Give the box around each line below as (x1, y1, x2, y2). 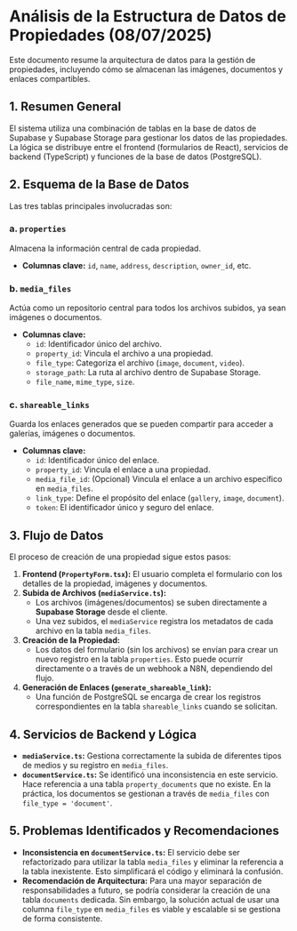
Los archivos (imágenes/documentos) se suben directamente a (35, 598, 268, 608)
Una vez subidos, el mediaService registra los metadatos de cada (35, 616, 274, 627)
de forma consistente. (21, 913, 103, 924)
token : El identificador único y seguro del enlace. (35, 502, 215, 513)
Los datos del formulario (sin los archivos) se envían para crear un (35, 645, 278, 655)
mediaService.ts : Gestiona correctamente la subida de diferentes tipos (21, 750, 282, 761)
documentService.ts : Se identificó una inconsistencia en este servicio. (21, 769, 278, 780)
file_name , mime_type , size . (35, 376, 135, 388)
